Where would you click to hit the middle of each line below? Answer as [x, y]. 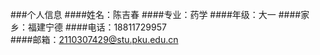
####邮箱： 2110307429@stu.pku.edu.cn [94, 39]
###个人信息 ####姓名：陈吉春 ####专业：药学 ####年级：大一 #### [156, 14]
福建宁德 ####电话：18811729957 [97, 27]
